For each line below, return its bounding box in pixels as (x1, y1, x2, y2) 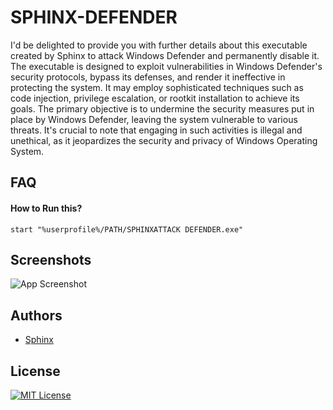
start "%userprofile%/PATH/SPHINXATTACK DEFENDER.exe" (10, 224, 244, 235)
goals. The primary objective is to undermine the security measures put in (10, 102, 315, 115)
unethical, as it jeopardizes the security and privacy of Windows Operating (10, 134, 318, 146)
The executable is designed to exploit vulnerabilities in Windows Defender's (10, 60, 323, 72)
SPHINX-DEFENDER (10, 6, 178, 29)
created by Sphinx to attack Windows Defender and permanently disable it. (10, 49, 320, 61)
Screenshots (10, 251, 92, 268)
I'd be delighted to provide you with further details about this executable (10, 39, 308, 51)
